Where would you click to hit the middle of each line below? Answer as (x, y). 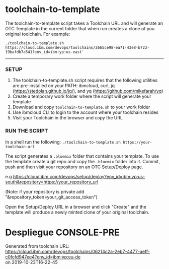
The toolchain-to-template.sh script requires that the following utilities (85, 80)
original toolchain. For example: (38, 34)
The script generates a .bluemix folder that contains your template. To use (82, 156)
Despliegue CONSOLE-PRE (62, 232)
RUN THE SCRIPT (27, 131)
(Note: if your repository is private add (45, 191)
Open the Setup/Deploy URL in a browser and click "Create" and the (76, 207)
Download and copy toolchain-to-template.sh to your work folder (81, 107)
